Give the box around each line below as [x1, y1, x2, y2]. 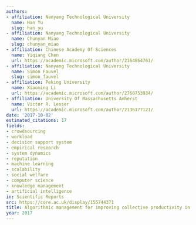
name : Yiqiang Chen [11, 52, 59, 58]
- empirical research [6, 145, 59, 151]
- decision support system [6, 139, 72, 145]
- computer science [6, 178, 54, 183]
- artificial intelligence [6, 188, 72, 194]
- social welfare [6, 172, 49, 178]
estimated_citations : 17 [6, 118, 67, 124]
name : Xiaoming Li [11, 85, 57, 91]
